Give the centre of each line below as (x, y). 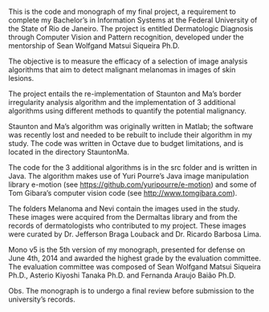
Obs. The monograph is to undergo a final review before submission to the (131, 291)
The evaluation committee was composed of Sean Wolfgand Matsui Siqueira (134, 267)
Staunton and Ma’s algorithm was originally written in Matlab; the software (131, 126)
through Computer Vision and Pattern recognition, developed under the (126, 37)
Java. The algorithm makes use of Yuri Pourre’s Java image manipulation (128, 176)
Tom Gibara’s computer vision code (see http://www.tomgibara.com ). (123, 193)
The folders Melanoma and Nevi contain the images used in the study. (124, 209)
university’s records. (42, 299)
